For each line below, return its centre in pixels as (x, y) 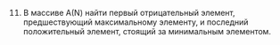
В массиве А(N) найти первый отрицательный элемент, (129, 13)
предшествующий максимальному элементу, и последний (136, 22)
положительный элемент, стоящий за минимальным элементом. (147, 31)
